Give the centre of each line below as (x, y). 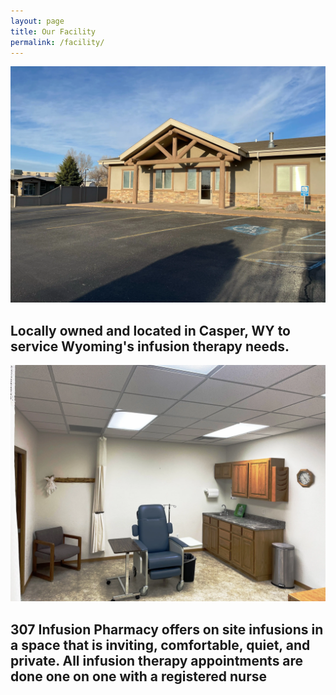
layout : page (37, 21)
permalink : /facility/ (57, 42)
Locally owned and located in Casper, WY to (150, 330)
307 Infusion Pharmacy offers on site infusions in (167, 629)
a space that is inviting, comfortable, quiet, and (160, 645)
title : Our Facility (53, 31)
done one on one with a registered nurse (138, 676)
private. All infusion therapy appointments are (157, 660)
